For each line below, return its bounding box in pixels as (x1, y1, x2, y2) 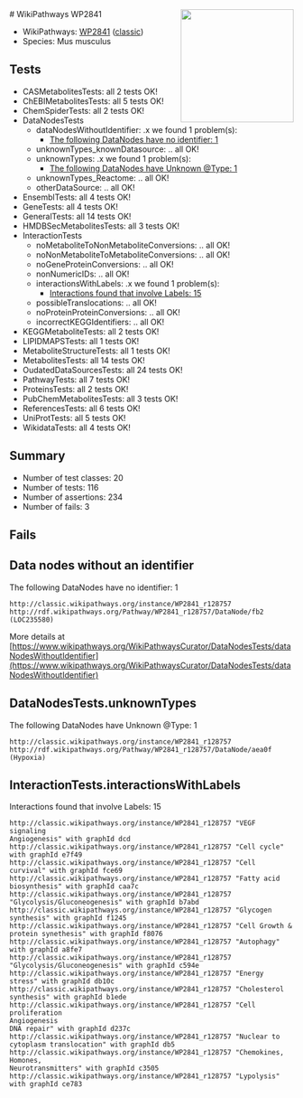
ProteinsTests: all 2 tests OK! (22, 383, 129, 394)
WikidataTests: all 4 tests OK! (22, 422, 131, 433)
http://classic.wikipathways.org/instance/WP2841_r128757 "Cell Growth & (9, 922, 293, 931)
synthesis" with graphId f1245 (9, 914, 127, 923)
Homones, (9, 1056, 42, 1065)
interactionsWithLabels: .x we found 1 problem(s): (35, 277, 220, 288)
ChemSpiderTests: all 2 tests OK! (22, 105, 145, 116)
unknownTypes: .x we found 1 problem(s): (35, 153, 191, 164)
